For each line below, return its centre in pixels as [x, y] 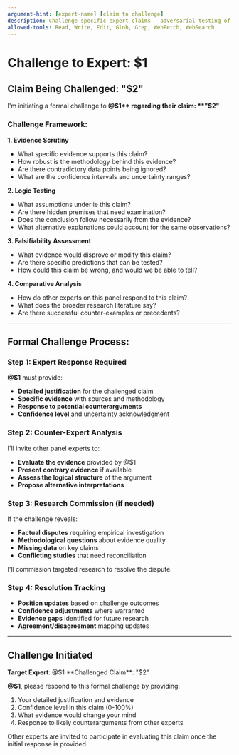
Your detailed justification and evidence [75, 700]
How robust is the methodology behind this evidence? [97, 161]
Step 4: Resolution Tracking [56, 587]
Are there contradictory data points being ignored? [92, 169]
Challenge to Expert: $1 [78, 62]
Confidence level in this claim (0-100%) [75, 708]
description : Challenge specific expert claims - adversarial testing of [119, 21]
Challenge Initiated [50, 655]
